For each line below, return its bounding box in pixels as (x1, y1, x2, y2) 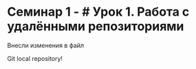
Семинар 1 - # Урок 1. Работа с (7, 4, 190, 20)
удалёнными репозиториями (7, 18, 184, 34)
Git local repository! (7, 54, 63, 62)
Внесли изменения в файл (7, 41, 85, 49)
